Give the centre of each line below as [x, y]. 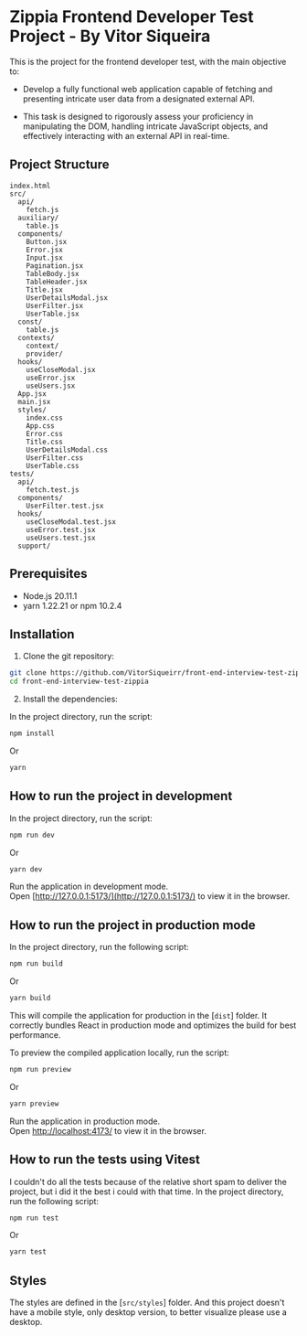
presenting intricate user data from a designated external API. [139, 99]
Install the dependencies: [70, 699]
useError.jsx [51, 378]
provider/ [45, 354]
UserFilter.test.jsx [65, 506]
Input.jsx [45, 258]
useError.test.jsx [61, 529]
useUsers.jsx [51, 386]
